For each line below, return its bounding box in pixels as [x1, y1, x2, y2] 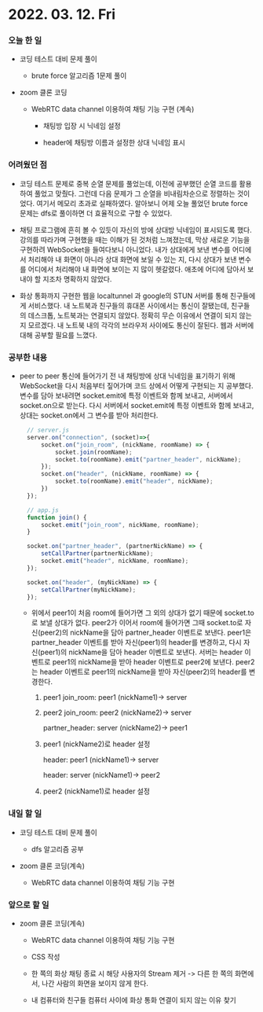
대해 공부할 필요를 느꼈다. [19, 330, 98, 340]
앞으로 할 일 [8, 899, 49, 910]
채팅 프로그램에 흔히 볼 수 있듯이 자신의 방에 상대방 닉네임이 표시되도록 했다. [19, 225, 253, 234]
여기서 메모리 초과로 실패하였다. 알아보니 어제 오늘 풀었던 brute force [36, 198, 249, 208]
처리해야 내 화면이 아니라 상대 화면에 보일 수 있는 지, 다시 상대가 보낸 [27, 254, 237, 264]
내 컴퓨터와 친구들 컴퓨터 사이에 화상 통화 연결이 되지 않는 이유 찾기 [31, 995, 237, 1005]
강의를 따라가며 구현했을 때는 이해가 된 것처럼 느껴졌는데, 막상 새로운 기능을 [19, 234, 250, 245]
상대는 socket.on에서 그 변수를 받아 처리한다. [19, 410, 159, 420]
